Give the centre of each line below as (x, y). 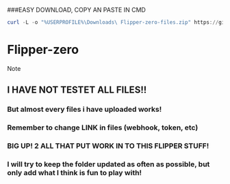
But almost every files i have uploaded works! (85, 110)
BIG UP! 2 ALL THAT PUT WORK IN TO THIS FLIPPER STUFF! (108, 146)
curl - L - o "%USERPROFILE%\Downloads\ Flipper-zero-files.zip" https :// (113, 22)
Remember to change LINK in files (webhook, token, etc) (103, 127)
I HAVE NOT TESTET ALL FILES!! (77, 90)
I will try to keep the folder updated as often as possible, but (108, 164)
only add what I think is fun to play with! (75, 172)
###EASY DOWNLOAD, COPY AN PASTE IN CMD (76, 10)
